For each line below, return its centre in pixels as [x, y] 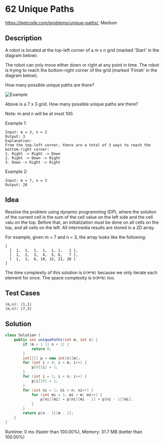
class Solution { [23, 335]
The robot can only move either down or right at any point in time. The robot [82, 65]
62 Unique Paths [40, 9]
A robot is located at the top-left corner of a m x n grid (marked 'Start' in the [82, 50]
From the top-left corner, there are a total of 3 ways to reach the [78, 145]
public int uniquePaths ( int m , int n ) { [56, 340]
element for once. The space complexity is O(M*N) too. [60, 277]
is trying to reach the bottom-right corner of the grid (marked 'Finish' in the [81, 70]
